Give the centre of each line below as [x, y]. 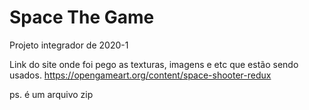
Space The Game [82, 17]
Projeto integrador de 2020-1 [69, 45]
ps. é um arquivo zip [51, 94]
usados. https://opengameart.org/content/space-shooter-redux [140, 75]
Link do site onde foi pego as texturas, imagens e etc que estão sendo [154, 64]
